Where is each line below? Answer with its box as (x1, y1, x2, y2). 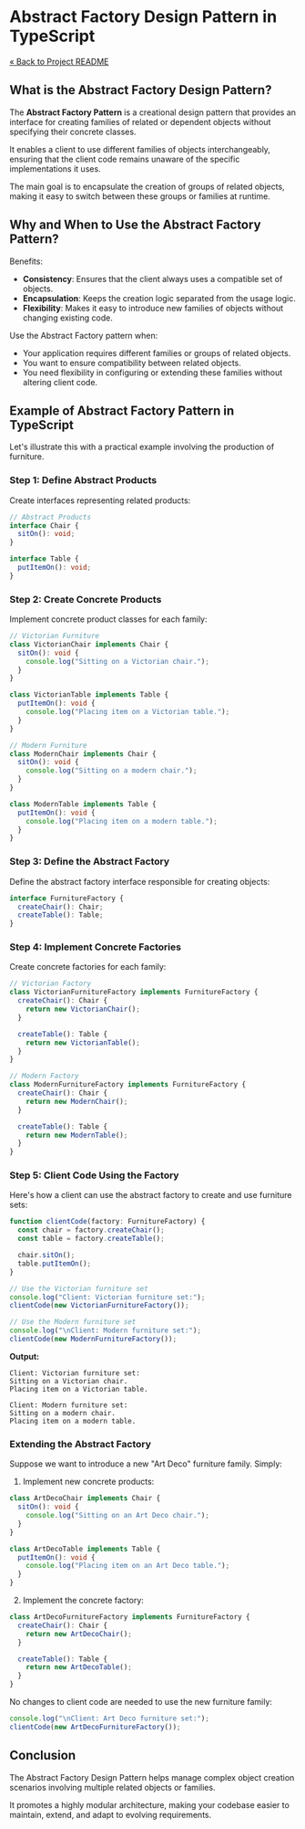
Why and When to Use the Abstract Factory (9, 217, 261, 233)
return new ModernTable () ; (25, 1130, 128, 1140)
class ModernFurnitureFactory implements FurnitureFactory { (9, 1080, 247, 1089)
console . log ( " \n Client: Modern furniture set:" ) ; (9, 1326, 202, 1335)
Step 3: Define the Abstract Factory (9, 856, 170, 868)
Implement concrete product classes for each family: (9, 614, 208, 625)
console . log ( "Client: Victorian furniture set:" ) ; (9, 1292, 206, 1302)
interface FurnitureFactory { (9, 893, 125, 903)
